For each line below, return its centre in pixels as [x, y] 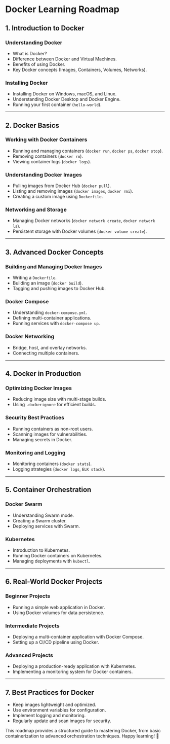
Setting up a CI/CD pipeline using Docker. [56, 642]
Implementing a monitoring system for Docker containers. [73, 672]
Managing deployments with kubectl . [51, 561]
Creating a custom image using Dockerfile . [58, 197]
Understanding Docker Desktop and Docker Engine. [67, 99]
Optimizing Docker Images [39, 388]
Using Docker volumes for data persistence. [58, 613]
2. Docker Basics [32, 125]
